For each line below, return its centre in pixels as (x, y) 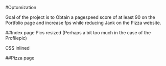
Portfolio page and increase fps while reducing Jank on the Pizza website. (83, 23)
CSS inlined (17, 48)
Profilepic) (16, 38)
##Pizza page (20, 58)
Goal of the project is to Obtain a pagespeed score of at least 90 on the (80, 17)
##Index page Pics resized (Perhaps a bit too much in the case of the (78, 32)
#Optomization (21, 7)
